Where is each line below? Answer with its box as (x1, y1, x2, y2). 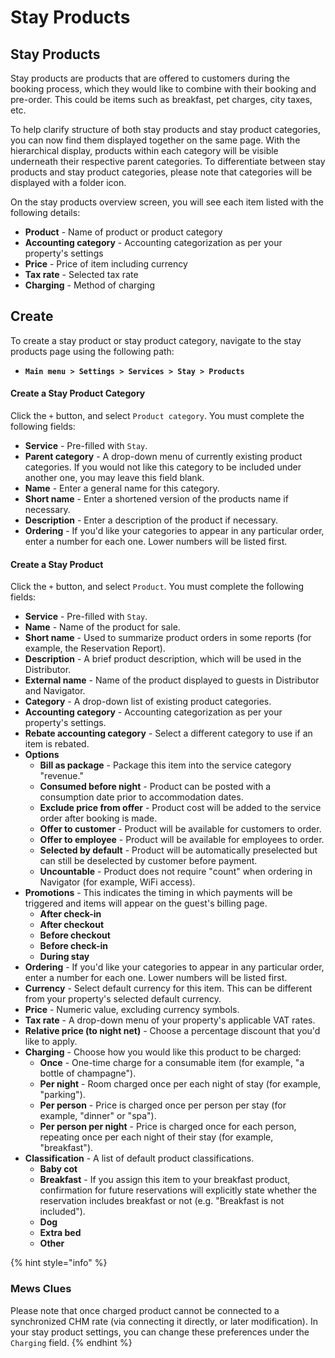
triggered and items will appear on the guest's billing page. (24, 897, 268, 910)
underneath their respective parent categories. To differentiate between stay (10, 156, 326, 167)
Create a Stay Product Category (10, 387, 146, 400)
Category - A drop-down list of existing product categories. (24, 696, 272, 708)
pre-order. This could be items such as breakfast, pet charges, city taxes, (10, 94, 313, 105)
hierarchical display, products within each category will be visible (10, 145, 279, 156)
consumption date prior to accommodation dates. (39, 791, 244, 803)
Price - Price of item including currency (24, 258, 188, 270)
